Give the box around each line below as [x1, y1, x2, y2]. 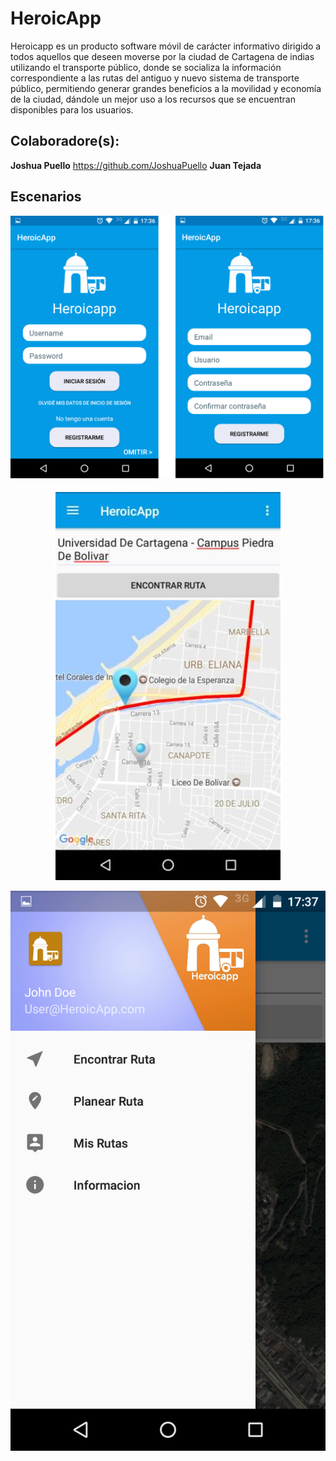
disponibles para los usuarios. [10, 103, 134, 116]
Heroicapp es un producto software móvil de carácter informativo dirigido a [10, 40, 322, 52]
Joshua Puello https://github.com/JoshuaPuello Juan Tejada [10, 159, 262, 171]
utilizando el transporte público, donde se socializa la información [10, 61, 282, 73]
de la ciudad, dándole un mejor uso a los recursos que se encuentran [10, 93, 296, 105]
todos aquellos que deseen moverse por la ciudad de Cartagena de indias [10, 50, 315, 62]
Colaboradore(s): [10, 133, 120, 150]
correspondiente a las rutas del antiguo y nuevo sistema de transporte [10, 72, 300, 84]
